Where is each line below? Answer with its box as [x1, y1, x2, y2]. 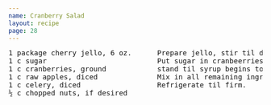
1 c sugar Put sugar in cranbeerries [8, 57, 264, 66]
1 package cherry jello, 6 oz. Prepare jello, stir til [8, 49, 256, 58]
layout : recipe [8, 19, 60, 27]
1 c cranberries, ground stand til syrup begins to [8, 65, 264, 74]
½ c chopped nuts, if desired [8, 89, 128, 98]
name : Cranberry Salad [8, 11, 85, 20]
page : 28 [8, 26, 38, 34]
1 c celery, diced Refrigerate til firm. [8, 81, 248, 90]
